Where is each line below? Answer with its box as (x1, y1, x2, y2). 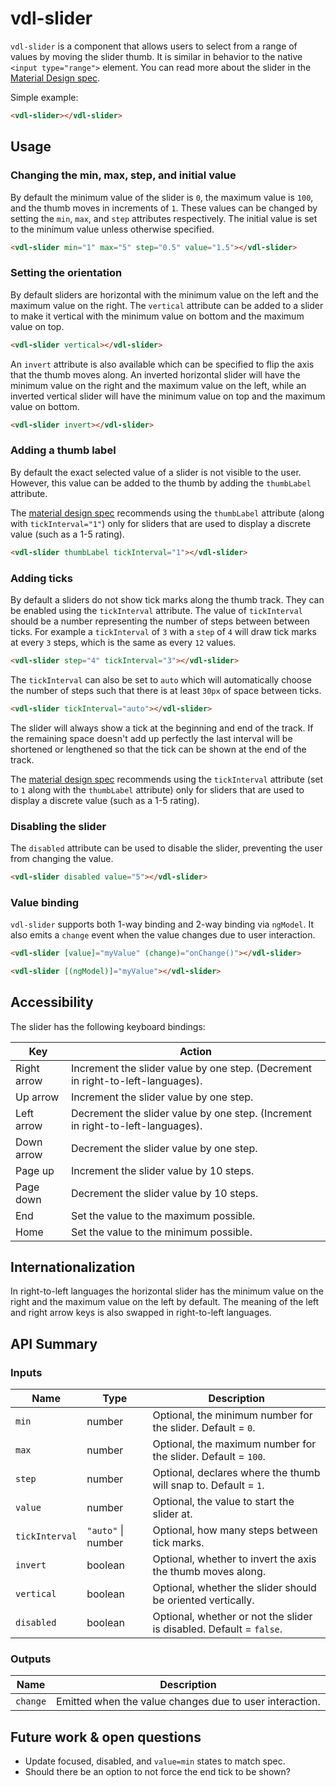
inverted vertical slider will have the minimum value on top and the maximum (10, 390, 326, 402)
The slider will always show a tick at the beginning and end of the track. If (10, 722, 314, 734)
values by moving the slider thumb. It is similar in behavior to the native (10, 50, 303, 62)
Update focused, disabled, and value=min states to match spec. (24, 1755, 286, 1767)
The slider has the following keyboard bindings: (10, 1020, 206, 1032)
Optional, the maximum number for (152, 1437, 317, 1451)
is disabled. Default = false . (152, 1622, 283, 1636)
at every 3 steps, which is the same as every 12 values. (10, 636, 237, 648)
